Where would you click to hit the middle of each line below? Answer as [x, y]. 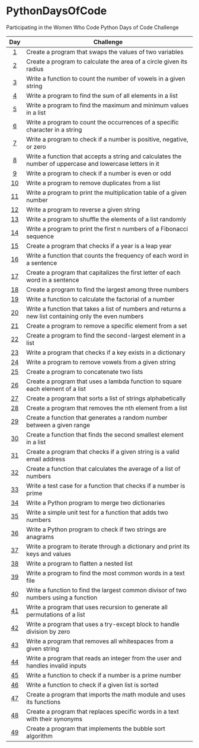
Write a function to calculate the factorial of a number [100, 299]
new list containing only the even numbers [85, 316]
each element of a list [56, 389]
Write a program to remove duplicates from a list [93, 183]
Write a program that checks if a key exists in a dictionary [106, 352]
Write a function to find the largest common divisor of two [106, 590]
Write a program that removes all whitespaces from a [100, 641]
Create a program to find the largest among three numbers [107, 290]
